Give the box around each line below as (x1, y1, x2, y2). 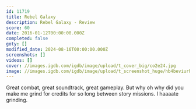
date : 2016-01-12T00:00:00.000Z (6, 30, 85, 36)
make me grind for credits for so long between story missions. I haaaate (6, 90, 179, 97)
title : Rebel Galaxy (6, 14, 57, 20)
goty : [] (6, 41, 27, 47)
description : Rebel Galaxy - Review (6, 19, 95, 25)
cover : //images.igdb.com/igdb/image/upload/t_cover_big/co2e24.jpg (6, 62, 176, 69)
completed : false (6, 36, 48, 41)
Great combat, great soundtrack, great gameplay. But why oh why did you (6, 84, 184, 91)
